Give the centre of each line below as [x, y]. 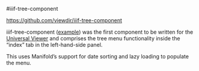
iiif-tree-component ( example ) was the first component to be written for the [100, 32]
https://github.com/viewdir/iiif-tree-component [64, 20]
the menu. [19, 63]
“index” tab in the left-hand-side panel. [54, 45]
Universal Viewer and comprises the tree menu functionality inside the [93, 38]
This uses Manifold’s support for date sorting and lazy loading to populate [98, 56]
